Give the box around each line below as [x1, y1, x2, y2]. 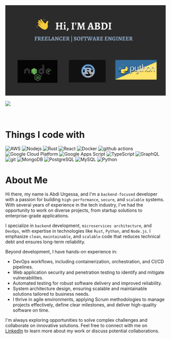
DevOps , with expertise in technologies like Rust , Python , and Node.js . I [5, 228, 151, 234]
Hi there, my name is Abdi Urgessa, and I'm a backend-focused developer [5, 191, 158, 197]
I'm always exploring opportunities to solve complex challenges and [5, 317, 148, 323]
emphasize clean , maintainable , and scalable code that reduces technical [5, 234, 160, 240]
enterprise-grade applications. [5, 213, 70, 219]
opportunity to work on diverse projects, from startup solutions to [5, 207, 142, 213]
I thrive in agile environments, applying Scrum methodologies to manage [12, 296, 165, 302]
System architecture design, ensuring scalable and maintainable [12, 286, 148, 292]
